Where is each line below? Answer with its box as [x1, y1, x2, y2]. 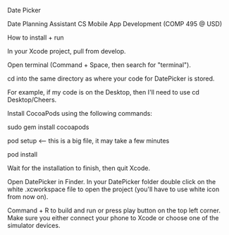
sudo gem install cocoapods [7, 123, 89, 131]
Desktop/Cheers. [7, 95, 57, 104]
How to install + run [7, 33, 65, 42]
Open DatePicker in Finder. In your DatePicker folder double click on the [7, 178, 216, 186]
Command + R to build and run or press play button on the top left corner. [7, 206, 221, 215]
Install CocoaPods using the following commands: [7, 109, 153, 117]
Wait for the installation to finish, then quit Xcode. [7, 164, 150, 172]
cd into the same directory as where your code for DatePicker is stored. [7, 74, 215, 83]
